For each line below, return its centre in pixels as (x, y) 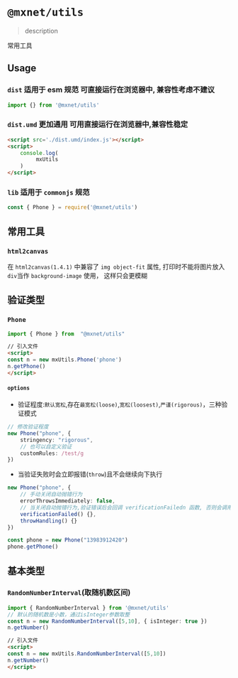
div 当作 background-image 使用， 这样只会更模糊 (77, 275)
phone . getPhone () (33, 547)
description (41, 31)
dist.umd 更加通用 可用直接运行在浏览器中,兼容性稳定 (98, 124)
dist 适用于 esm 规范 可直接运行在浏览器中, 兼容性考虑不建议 (111, 90)
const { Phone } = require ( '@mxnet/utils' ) (73, 208)
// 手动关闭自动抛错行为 (51, 495)
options (19, 388)
